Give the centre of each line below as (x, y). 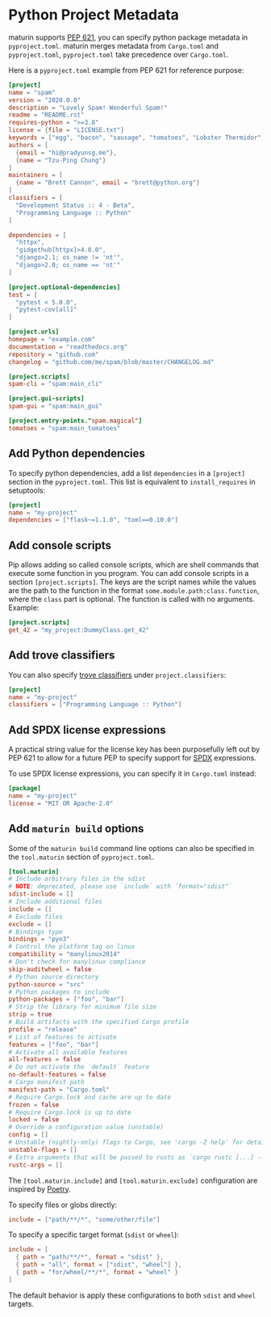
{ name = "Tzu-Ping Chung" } (61, 160)
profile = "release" (43, 1029)
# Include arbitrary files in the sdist (77, 879)
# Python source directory (54, 976)
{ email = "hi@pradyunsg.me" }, (66, 152)
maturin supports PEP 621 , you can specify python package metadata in (128, 37)
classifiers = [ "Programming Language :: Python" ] (95, 705)
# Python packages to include (59, 992)
